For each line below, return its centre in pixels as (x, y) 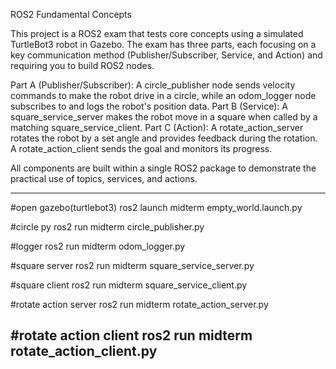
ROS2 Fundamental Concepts (71, 14)
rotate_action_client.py (84, 351)
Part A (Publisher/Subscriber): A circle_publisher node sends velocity (153, 85)
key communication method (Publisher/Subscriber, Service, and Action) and (166, 55)
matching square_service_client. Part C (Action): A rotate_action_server (157, 127)
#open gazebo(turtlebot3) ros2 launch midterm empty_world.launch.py (156, 207)
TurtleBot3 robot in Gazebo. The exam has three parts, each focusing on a (163, 44)
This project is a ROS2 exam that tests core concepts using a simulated (157, 33)
